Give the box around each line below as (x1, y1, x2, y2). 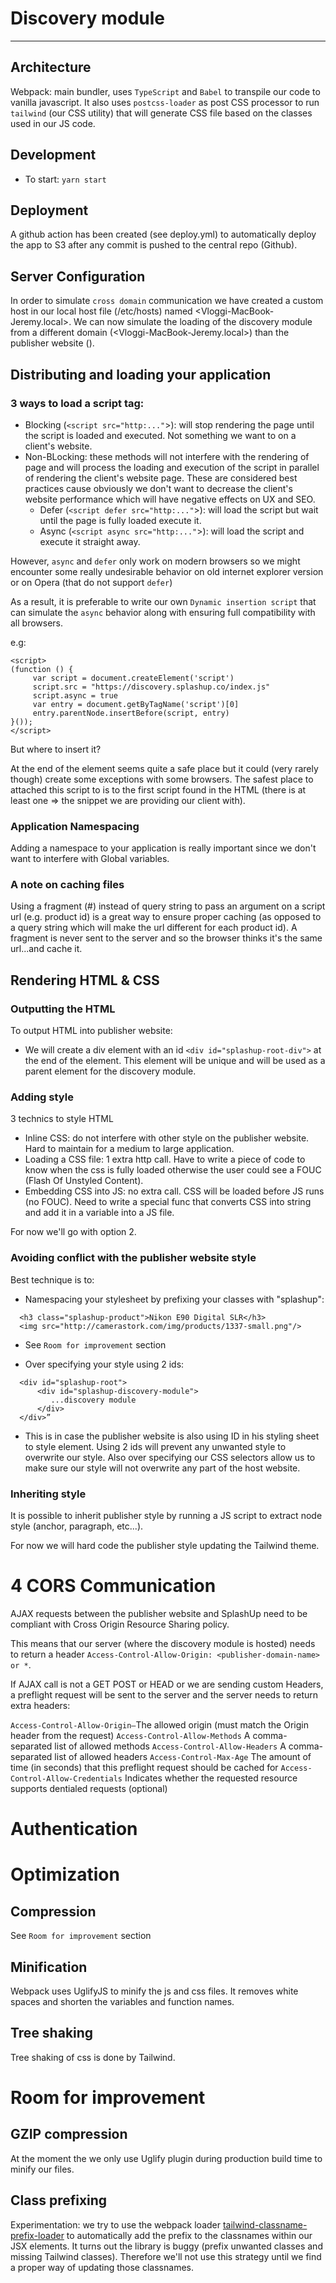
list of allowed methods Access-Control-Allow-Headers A (54, 1740, 287, 1752)
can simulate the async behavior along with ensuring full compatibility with (10, 606, 316, 618)
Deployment (10, 202, 89, 219)
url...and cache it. (10, 943, 83, 955)
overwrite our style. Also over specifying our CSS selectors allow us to (24, 1451, 316, 1463)
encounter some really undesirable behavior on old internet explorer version (10, 565, 324, 577)
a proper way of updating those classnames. (10, 2261, 194, 2273)
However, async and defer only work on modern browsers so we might (10, 555, 301, 567)
